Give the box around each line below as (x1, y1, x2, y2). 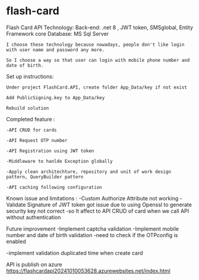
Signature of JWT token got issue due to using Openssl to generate (27, 201, 192, 208)
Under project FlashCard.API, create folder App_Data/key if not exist (6, 84, 187, 90)
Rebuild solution (6, 105, 49, 111)
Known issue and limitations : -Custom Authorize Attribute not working (6, 194, 179, 202)
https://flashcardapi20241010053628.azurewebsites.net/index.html (6, 267, 170, 274)
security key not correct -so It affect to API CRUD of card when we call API (6, 207, 189, 215)
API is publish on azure (6, 260, 62, 268)
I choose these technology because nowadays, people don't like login (6, 42, 185, 48)
